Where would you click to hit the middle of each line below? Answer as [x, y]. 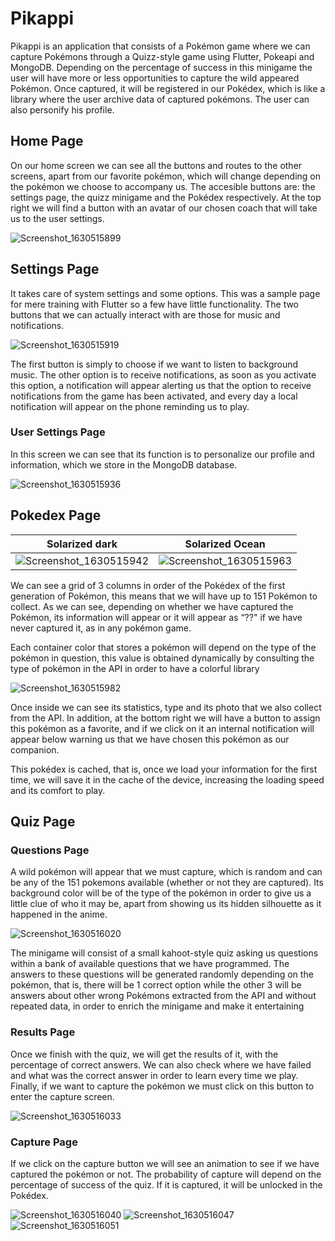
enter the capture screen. [62, 1096]
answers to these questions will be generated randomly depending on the [162, 974]
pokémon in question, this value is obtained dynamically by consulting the [162, 658]
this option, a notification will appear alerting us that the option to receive [161, 385]
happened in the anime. [59, 914]
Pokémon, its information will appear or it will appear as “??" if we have [156, 617]
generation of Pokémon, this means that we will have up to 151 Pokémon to [164, 596]
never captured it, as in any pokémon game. [101, 628]
